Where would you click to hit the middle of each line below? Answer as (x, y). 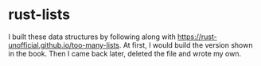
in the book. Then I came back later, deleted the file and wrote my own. (125, 53)
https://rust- (197, 37)
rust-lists (39, 15)
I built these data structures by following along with (92, 37)
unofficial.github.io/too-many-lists (64, 45)
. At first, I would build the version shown (186, 45)
